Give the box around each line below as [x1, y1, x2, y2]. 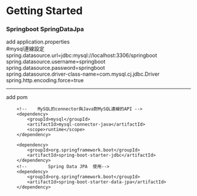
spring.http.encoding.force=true [6, 77, 84, 84]
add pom [6, 94, 28, 101]
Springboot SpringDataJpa [6, 25, 84, 33]
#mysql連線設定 [6, 45, 45, 52]
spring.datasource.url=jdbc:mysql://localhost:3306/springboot [6, 52, 157, 59]
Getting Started [6, 4, 83, 18]
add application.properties [6, 38, 70, 45]
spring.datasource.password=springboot [6, 65, 106, 72]
